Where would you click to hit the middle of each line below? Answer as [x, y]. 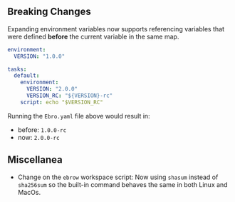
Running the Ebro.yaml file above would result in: [79, 116]
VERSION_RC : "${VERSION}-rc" [69, 96]
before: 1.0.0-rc [42, 130]
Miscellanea [35, 160]
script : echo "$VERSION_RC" [62, 102]
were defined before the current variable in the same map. [93, 36]
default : [27, 76]
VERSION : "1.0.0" [40, 56]
